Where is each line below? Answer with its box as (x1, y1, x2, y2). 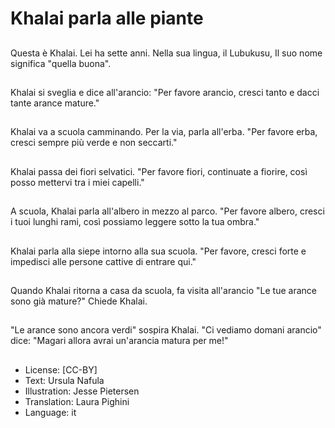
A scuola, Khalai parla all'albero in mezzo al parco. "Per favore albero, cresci (10, 205, 325, 217)
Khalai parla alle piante (10, 7, 204, 30)
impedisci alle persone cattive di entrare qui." (10, 255, 197, 267)
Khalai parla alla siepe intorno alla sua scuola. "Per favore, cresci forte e (10, 245, 307, 257)
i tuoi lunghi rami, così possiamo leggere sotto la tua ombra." (10, 216, 260, 228)
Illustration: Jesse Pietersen (24, 385, 140, 397)
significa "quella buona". (10, 57, 112, 69)
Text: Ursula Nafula (24, 374, 105, 386)
